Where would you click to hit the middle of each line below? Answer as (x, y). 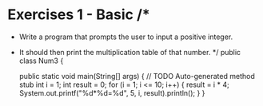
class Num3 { (41, 61)
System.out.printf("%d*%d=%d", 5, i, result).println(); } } (112, 92)
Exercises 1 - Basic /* (79, 15)
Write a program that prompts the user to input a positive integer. (126, 37)
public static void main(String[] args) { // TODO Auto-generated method (137, 76)
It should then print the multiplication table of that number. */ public (130, 52)
